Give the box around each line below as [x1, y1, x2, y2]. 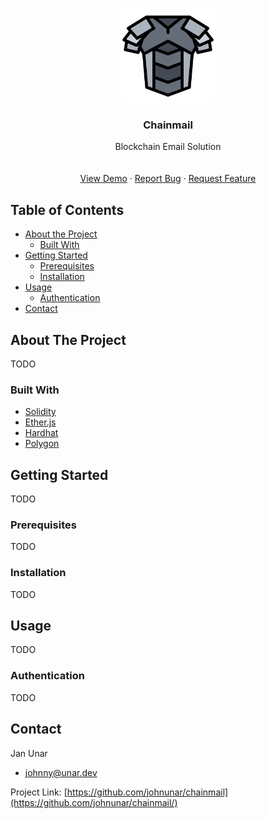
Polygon [24, 438, 60, 450]
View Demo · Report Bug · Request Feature [79, 173, 257, 185]
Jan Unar [10, 747, 48, 759]
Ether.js [24, 416, 57, 428]
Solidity [24, 406, 57, 418]
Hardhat [24, 427, 59, 439]
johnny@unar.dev [24, 766, 98, 778]
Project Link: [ [10, 786, 68, 798]
